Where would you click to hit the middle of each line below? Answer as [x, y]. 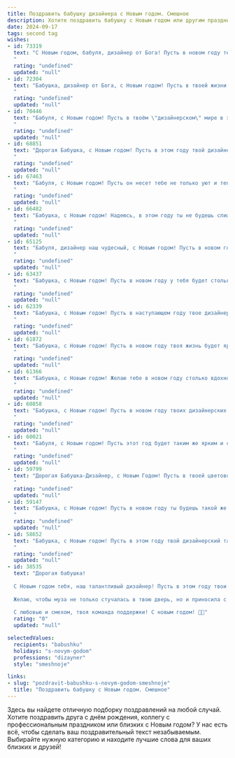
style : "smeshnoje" [42, 664]
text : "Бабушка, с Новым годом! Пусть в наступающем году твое [107, 313]
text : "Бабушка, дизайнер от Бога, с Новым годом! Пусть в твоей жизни [120, 85]
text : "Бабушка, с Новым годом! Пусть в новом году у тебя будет [111, 281]
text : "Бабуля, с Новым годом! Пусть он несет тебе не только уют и [115, 183]
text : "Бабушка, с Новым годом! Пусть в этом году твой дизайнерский [117, 541]
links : [17, 677]
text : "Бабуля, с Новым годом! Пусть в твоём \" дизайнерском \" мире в [119, 118]
